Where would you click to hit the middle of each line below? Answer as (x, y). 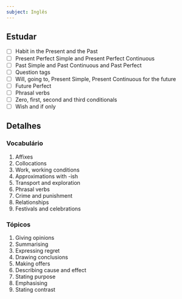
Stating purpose (35, 276)
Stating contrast (35, 289)
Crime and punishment (44, 195)
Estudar (22, 37)
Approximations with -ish (46, 176)
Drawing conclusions (41, 257)
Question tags (33, 72)
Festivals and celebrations (48, 209)
